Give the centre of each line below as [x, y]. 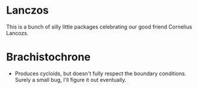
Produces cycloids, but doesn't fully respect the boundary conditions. [100, 73]
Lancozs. [17, 33]
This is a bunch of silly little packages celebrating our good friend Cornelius [99, 27]
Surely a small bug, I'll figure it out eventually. [71, 80]
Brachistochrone [49, 57]
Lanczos [27, 10]
